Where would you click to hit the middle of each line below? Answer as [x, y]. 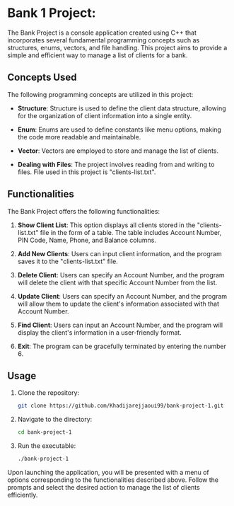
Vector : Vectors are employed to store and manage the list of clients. [118, 151]
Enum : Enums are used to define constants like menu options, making [119, 130]
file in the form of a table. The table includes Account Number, [131, 232]
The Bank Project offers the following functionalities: [84, 211]
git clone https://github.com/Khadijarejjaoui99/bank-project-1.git [121, 406]
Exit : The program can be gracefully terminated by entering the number [122, 346]
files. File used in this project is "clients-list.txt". [87, 172]
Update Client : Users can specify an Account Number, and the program [122, 296]
